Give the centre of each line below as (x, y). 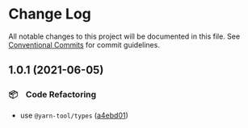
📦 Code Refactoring (53, 95)
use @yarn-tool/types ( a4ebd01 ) (74, 115)
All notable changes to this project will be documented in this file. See (124, 36)
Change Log (50, 14)
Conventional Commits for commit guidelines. (84, 44)
